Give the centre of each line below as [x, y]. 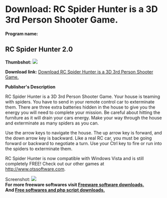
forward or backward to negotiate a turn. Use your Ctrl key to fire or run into [83, 143]
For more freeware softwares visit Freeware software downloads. [75, 184]
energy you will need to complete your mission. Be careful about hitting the [83, 112]
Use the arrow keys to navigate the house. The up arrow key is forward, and [83, 132]
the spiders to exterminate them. [39, 148]
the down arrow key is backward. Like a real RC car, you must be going [78, 138]
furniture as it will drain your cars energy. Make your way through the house [83, 117]
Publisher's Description [30, 86]
